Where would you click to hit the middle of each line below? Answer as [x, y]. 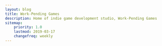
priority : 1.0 [28, 27]
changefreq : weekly [33, 36]
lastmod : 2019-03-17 [34, 32]
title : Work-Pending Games [32, 14]
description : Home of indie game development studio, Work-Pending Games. [82, 18]
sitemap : [14, 23]
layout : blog [18, 9]
